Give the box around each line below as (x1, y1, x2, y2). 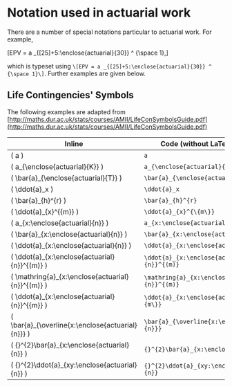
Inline (64, 138, 84, 148)
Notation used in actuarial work (7, 5, 191, 21)
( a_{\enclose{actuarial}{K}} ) (10, 161, 104, 171)
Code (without (159, 138, 209, 148)
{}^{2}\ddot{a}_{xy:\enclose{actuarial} (14, 360, 137, 370)
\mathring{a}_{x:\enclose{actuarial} (14, 271, 129, 281)
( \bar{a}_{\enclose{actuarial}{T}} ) (10, 173, 123, 183)
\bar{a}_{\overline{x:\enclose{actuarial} (10, 320, 138, 330)
